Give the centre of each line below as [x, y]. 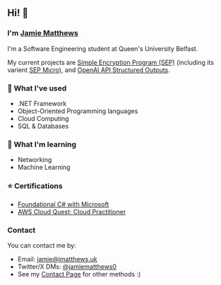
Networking [35, 160]
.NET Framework [42, 103]
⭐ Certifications [35, 186]
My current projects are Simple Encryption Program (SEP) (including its [110, 62]
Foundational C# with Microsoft [63, 204]
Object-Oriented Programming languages [78, 111]
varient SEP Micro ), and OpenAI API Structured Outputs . [89, 70]
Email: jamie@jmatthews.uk [57, 259]
